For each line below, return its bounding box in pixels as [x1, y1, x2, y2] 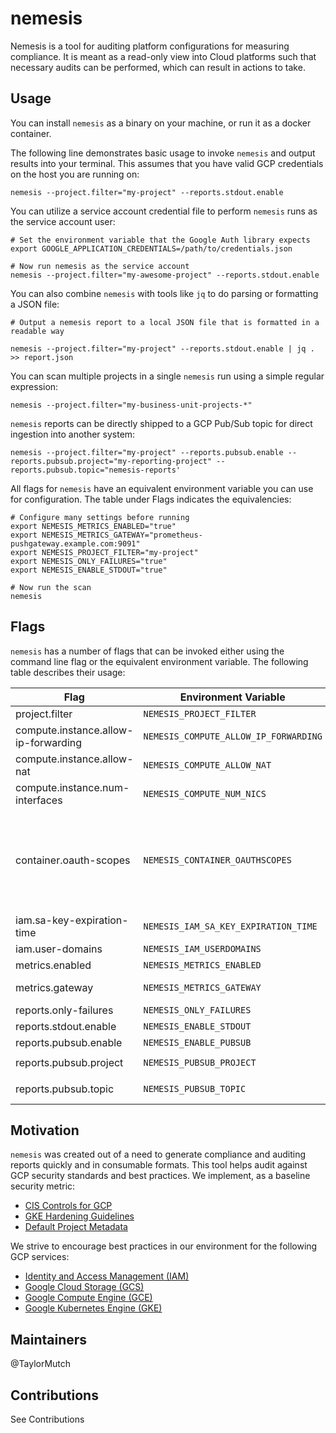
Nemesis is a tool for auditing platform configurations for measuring [10, 40, 290, 52]
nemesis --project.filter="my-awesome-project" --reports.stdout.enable [10, 270, 320, 280]
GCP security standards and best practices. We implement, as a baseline [10, 1170, 311, 1182]
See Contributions [10, 1413, 85, 1425]
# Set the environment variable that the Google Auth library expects [10, 235, 311, 245]
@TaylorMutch [10, 1358, 72, 1370]
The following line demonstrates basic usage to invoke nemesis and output [10, 147, 316, 159]
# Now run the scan [10, 582, 92, 592]
